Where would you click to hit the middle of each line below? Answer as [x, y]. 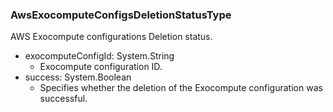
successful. [63, 99]
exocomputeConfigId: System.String [99, 56]
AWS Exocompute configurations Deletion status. [111, 37]
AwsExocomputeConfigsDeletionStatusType [121, 15]
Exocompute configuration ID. [101, 67]
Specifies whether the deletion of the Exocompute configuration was [181, 88]
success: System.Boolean [78, 77]
